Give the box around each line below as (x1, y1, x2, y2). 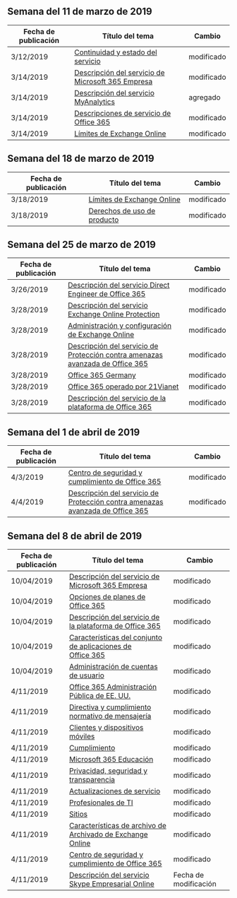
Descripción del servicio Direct (68, 280, 170, 290)
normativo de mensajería (69, 711, 152, 721)
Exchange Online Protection (68, 309, 160, 319)
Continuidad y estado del (73, 47, 157, 57)
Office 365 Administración (69, 682, 157, 692)
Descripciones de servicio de (73, 108, 171, 118)
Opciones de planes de (69, 592, 146, 602)
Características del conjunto (69, 632, 162, 642)
